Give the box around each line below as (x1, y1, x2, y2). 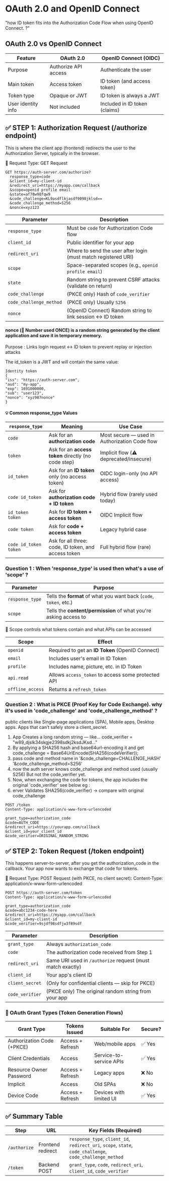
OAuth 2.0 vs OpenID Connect (5, 40, 102, 48)
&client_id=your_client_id (5, 829, 62, 834)
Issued (66, 1028, 83, 1036)
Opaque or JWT (49, 92, 88, 99)
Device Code (8, 1092, 39, 1099)
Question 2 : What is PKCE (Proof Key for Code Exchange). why (5, 701, 162, 708)
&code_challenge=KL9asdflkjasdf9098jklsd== (10, 196, 102, 201)
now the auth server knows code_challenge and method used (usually (12, 766, 158, 772)
